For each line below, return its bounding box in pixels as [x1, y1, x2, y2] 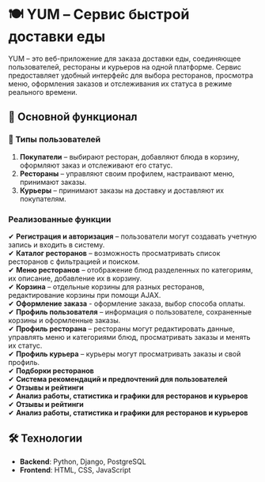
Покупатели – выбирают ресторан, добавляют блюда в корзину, [19, 152, 240, 161]
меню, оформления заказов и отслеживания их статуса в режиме [8, 79, 233, 88]
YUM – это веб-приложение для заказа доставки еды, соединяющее [8, 54, 241, 63]
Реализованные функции [8, 213, 112, 224]
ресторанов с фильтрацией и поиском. [8, 257, 140, 266]
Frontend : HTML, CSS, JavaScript [19, 465, 131, 474]
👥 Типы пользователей [8, 134, 101, 145]
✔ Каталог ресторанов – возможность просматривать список [8, 248, 221, 258]
